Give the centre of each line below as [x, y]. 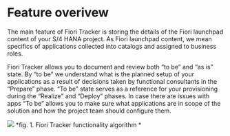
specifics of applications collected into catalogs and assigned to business [112, 46]
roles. [15, 54]
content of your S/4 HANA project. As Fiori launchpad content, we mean [109, 38]
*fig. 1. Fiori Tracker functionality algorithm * [79, 124]
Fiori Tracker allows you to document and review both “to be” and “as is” [110, 67]
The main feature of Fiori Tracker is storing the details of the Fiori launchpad [115, 32]
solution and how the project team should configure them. [90, 111]
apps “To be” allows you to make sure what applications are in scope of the [114, 103]
